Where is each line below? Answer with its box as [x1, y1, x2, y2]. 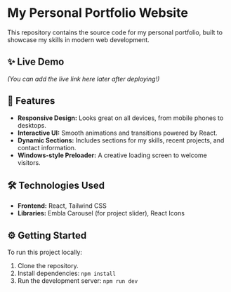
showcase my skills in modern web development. [7, 35, 150, 44]
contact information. [17, 143, 77, 152]
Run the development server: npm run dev [17, 277, 138, 285]
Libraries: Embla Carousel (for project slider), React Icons [17, 209, 185, 218]
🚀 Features [7, 95, 55, 107]
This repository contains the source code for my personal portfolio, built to [7, 28, 223, 36]
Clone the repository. [17, 262, 79, 270]
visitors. [17, 158, 41, 166]
